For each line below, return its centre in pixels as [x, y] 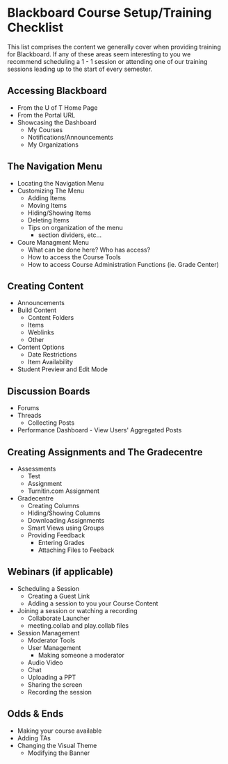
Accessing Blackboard [57, 91]
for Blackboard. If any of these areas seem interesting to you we [99, 54]
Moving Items [47, 205]
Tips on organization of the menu [75, 227]
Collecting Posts [51, 423]
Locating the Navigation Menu [60, 183]
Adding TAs [34, 738]
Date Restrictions [52, 355]
